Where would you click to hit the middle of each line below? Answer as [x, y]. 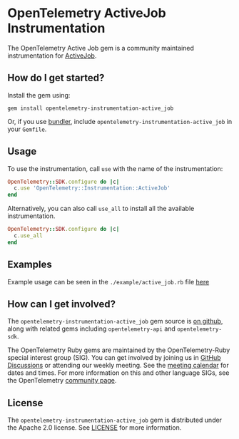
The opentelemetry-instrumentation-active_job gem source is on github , [115, 321]
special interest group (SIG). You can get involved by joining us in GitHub [114, 358]
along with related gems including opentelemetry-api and [92, 329]
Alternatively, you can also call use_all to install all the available [101, 209]
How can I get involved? [62, 304]
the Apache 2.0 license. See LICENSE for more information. [95, 428]
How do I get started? [56, 78]
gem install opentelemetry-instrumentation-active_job [91, 108]
